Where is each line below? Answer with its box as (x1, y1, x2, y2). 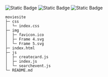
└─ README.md (5, 68, 33, 73)
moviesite (5, 15, 26, 20)
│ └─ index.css (5, 23, 40, 28)
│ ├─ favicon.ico (5, 32, 44, 37)
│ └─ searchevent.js (5, 63, 51, 68)
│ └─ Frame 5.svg (5, 41, 44, 46)
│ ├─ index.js (5, 59, 38, 64)
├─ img (5, 28, 19, 33)
